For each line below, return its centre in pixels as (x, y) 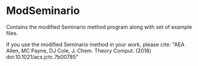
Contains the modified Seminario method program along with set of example (99, 27)
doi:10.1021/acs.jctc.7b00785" (42, 57)
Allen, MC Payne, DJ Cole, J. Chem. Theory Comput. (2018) (79, 50)
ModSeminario (43, 11)
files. (12, 33)
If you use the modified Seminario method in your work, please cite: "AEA (95, 44)
